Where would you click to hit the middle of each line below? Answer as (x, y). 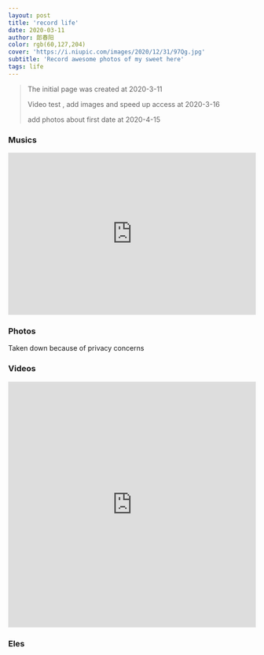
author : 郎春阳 (31, 37)
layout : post (29, 15)
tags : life (26, 67)
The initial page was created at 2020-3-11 (95, 89)
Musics (22, 140)
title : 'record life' (44, 23)
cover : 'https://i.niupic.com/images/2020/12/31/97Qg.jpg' (107, 52)
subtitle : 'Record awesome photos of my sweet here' (96, 60)
